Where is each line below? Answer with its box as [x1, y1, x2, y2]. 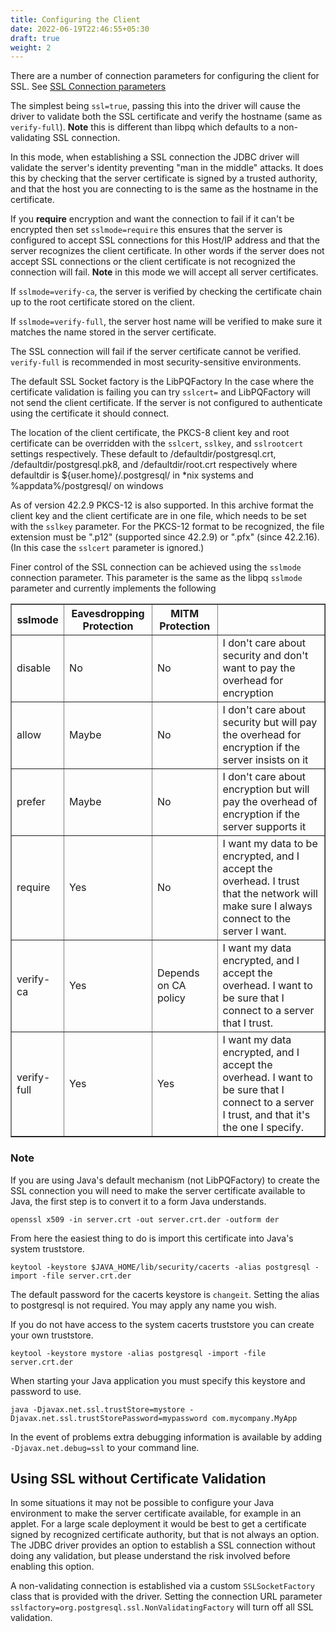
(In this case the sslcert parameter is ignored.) [10, 542, 205, 554]
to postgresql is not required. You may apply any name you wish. [10, 1299, 277, 1311]
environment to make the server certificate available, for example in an [10, 1507, 302, 1520]
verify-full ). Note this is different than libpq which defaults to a [10, 121, 277, 133]
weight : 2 [10, 42, 52, 53]
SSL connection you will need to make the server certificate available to [10, 1184, 306, 1196]
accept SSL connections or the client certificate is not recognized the [10, 256, 296, 268]
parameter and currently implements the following [10, 582, 217, 595]
